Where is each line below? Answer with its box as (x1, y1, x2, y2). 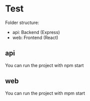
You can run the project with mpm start (5, 90, 86, 96)
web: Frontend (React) (12, 34, 59, 40)
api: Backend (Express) (12, 29, 60, 35)
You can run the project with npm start (5, 62, 84, 68)
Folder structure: (5, 19, 40, 25)
